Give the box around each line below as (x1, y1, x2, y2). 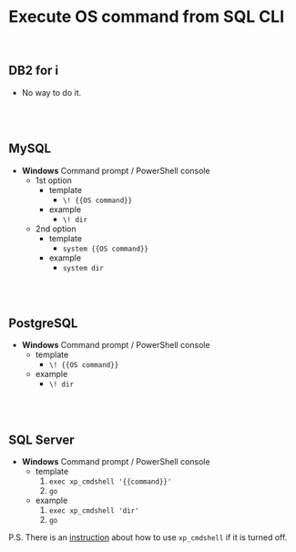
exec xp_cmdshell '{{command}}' (48, 477, 172, 486)
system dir (62, 263, 104, 272)
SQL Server (8, 432, 75, 447)
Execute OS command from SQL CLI (8, 6, 284, 27)
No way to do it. (21, 87, 82, 97)
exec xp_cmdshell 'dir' (48, 506, 139, 516)
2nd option (35, 223, 77, 234)
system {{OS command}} (62, 244, 149, 253)
